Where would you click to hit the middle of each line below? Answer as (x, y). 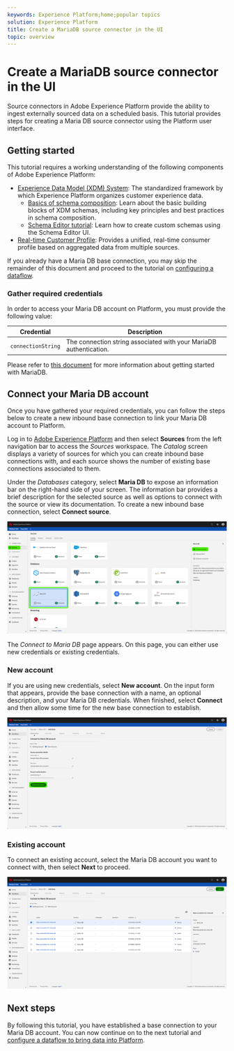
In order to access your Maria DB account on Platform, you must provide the (117, 309)
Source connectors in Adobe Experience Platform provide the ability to (109, 106)
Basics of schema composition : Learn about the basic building (117, 203)
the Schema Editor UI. (59, 232)
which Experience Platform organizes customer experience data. (110, 195)
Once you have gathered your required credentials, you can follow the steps (116, 411)
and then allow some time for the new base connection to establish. (104, 707)
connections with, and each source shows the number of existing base (109, 461)
